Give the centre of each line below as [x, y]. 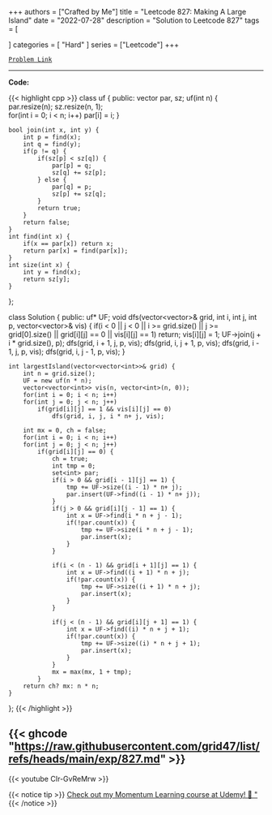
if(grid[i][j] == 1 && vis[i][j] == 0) [105, 409]
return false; [47, 222]
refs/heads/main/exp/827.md [84, 759]
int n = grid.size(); [59, 373]
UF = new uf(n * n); [57, 381]
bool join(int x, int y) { [54, 130]
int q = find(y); [52, 144]
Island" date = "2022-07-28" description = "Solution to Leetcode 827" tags [134, 20]
